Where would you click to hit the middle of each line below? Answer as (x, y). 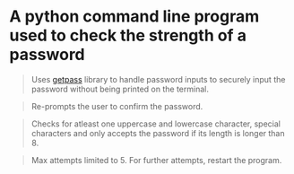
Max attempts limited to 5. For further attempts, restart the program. (156, 160)
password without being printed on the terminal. (120, 89)
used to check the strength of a (128, 35)
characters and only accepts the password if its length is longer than (158, 133)
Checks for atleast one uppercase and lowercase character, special (156, 124)
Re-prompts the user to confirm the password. (117, 106)
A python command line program (134, 17)
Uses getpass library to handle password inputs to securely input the (158, 79)
